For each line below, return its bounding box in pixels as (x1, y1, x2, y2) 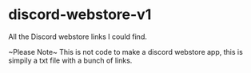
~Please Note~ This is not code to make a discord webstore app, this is (8, 47, 244, 56)
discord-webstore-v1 (8, 6, 152, 24)
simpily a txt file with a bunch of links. (8, 56, 133, 65)
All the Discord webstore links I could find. (8, 32, 148, 41)
